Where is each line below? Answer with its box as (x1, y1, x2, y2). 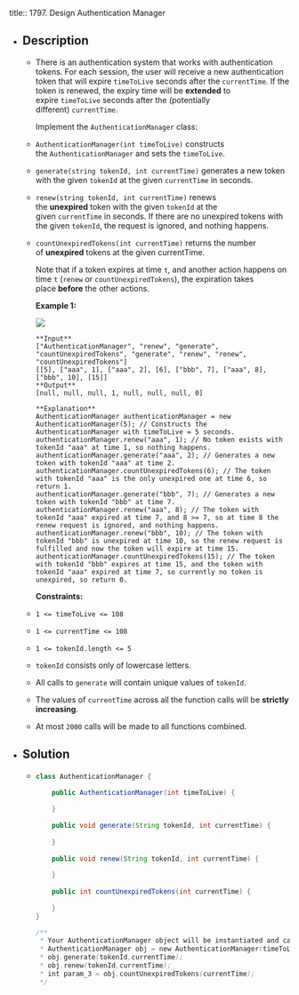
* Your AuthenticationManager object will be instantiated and (39, 936, 279, 945)
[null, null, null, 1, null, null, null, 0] (35, 389, 204, 397)
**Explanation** (35, 404, 96, 413)
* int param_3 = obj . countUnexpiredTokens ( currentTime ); (39, 969, 255, 978)
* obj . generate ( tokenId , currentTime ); (39, 953, 184, 962)
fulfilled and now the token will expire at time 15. (35, 544, 239, 553)
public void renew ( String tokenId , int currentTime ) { (52, 854, 260, 863)
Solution (21, 747, 70, 762)
